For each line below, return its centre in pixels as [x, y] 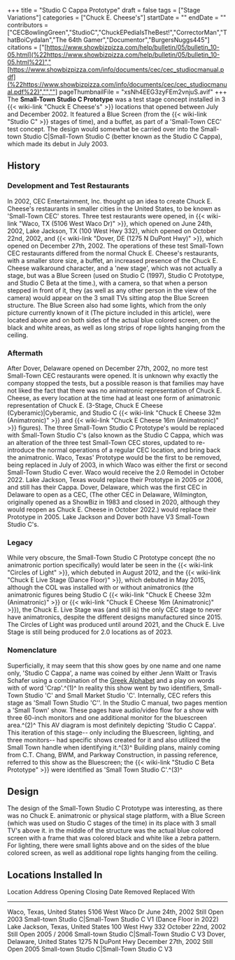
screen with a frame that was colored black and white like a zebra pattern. [114, 838]
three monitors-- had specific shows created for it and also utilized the [109, 740]
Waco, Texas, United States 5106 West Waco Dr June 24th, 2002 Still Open [115, 912]
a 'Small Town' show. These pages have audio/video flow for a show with [113, 710]
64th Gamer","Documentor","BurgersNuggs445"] [139, 40]
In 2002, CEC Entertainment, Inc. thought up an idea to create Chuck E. [110, 201]
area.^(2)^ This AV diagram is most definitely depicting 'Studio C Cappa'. [112, 725]
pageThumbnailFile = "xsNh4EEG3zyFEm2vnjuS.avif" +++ [143, 92]
